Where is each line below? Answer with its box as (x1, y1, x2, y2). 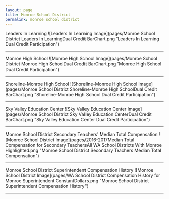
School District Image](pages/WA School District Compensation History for (5, 172, 160, 179)
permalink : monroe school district (5, 17, 80, 22)
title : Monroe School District (5, 12, 71, 17)
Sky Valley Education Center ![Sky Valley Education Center (5, 106, 127, 112)
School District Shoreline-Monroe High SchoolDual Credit (38, 86, 157, 92)
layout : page (5, 7, 33, 13)
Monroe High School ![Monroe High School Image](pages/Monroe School (5, 56, 157, 62)
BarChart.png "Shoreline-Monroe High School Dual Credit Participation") (5, 92, 156, 98)
